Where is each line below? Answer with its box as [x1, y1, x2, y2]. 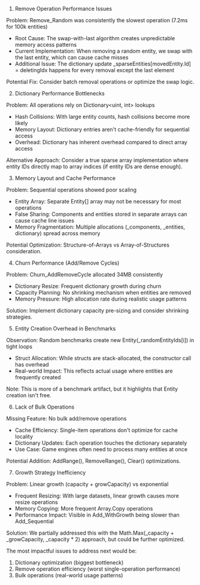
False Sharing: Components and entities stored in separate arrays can [14, 211, 187, 218]
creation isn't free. [6, 392, 52, 398]
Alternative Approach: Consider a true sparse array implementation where [6, 157, 189, 164]
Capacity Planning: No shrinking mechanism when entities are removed [14, 289, 192, 296]
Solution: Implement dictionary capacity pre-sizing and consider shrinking [6, 307, 189, 314]
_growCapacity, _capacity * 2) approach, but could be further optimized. [6, 536, 185, 542]
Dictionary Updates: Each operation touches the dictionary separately [14, 439, 187, 446]
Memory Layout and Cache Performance [14, 175, 116, 182]
